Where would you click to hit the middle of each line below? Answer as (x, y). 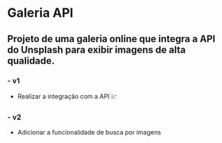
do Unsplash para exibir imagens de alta (97, 49)
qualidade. (31, 61)
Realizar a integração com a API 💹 (67, 96)
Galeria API (40, 13)
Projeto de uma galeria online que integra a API (111, 39)
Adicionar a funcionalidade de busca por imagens (89, 132)
